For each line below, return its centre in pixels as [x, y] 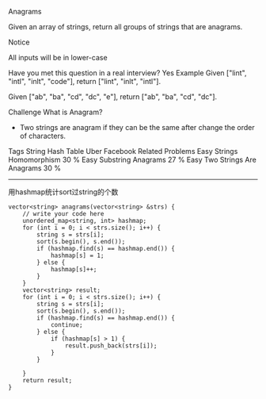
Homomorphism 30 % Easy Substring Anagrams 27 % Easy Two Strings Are [133, 159]
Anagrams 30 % [35, 168]
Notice [19, 42]
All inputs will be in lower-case [58, 58]
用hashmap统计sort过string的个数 [63, 192]
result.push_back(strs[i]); [111, 346]
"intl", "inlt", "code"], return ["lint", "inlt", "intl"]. [84, 81]
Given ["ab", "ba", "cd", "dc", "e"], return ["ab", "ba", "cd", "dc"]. [113, 97]
